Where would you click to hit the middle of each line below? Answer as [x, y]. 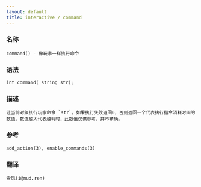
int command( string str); [40, 83]
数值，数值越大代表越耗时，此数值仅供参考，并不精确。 [65, 119]
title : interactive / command [44, 17]
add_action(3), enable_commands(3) [51, 148]
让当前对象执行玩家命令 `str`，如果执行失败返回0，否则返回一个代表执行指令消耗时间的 [101, 113]
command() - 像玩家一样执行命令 [43, 54]
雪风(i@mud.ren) [26, 178]
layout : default [26, 12]
